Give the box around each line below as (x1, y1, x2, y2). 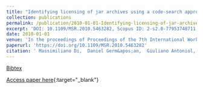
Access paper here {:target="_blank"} (6, 76, 99, 83)
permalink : (6, 20, 34, 26)
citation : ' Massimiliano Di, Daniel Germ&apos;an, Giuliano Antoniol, (6, 48, 196, 54)
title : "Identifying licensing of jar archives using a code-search (6, 8, 182, 15)
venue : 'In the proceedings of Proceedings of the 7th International (6, 37, 185, 43)
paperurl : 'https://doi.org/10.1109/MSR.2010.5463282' (6, 43, 147, 49)
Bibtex (6, 64, 22, 72)
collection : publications (6, 14, 71, 20)
